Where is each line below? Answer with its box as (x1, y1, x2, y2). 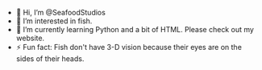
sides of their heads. (15, 54, 85, 64)
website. (15, 33, 45, 43)
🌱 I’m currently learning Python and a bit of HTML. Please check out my (15, 25, 254, 34)
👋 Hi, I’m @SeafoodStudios (15, 8, 106, 17)
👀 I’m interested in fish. (15, 16, 93, 26)
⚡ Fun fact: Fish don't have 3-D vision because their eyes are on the (15, 43, 242, 51)
